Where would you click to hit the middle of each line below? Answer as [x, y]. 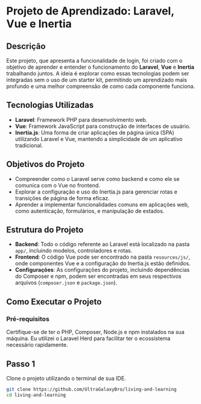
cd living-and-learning [36, 395]
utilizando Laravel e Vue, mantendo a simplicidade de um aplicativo [99, 139]
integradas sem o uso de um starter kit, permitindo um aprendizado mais [97, 80]
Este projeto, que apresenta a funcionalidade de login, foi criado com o [94, 61]
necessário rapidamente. [37, 345]
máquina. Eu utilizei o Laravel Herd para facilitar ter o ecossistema [88, 338]
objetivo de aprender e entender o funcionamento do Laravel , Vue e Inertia [100, 67]
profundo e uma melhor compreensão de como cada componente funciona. [101, 86]
